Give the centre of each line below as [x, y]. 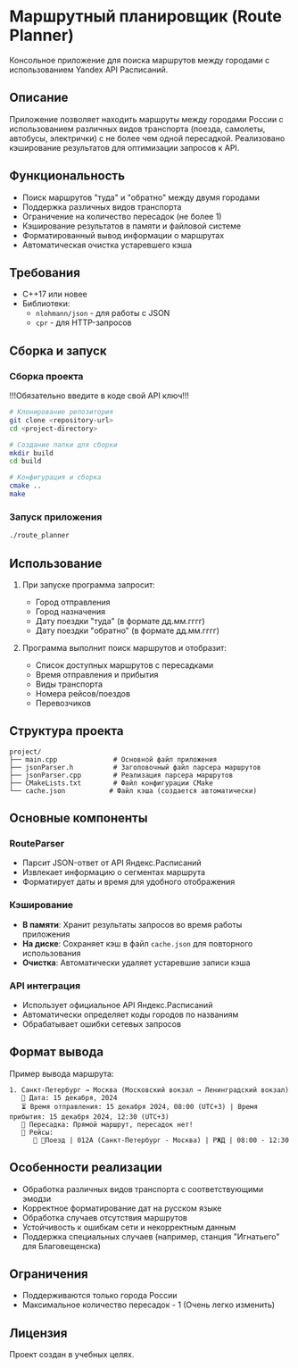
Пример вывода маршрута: [62, 1073]
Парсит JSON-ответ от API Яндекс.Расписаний [112, 863]
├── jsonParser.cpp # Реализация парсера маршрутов [121, 775]
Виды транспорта [69, 684]
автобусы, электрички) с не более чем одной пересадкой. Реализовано [147, 138]
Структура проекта [66, 731]
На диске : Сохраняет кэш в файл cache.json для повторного [137, 943]
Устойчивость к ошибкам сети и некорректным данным [129, 1227]
